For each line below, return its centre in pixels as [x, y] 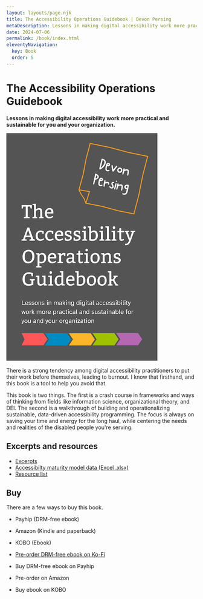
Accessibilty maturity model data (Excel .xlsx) [72, 467]
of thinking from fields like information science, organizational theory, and [98, 401]
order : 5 [23, 58]
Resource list [31, 474]
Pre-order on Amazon [42, 578]
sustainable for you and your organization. [61, 124]
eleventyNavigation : [32, 45]
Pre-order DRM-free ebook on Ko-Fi [60, 555]
